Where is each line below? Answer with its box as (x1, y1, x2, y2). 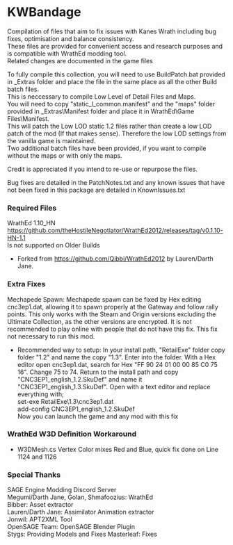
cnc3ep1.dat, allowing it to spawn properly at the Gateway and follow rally (7, 302, 219, 311)
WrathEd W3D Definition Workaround (7, 429, 137, 439)
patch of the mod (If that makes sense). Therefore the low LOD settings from (7, 129, 227, 138)
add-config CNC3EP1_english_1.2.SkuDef (17, 405, 136, 413)
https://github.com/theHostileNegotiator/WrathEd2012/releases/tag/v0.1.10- (7, 227, 224, 235)
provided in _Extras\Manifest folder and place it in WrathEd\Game (7, 107, 195, 115)
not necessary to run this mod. (7, 332, 95, 341)
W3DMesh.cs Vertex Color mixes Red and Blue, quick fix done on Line (17, 445, 219, 453)
